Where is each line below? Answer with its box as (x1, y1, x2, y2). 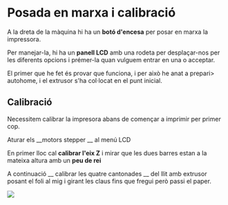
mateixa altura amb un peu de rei (7, 156, 102, 164)
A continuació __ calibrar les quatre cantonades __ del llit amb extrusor (7, 169, 207, 177)
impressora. (7, 35, 41, 43)
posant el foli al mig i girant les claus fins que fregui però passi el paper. (7, 177, 212, 185)
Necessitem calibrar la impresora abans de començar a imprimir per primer (7, 115, 221, 123)
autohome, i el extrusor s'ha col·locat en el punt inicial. (7, 76, 162, 84)
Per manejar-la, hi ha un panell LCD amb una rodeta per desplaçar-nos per (7, 48, 220, 57)
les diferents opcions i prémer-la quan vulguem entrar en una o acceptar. (7, 55, 216, 64)
